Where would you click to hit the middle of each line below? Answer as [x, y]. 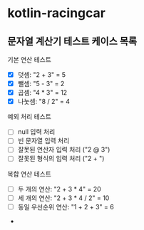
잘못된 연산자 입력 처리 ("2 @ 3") [64, 150]
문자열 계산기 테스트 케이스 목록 [72, 41]
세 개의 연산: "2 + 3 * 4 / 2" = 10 [63, 198]
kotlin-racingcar [56, 13]
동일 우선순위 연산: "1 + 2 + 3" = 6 [66, 207]
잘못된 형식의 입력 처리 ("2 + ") [61, 159]
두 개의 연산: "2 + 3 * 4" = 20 [59, 189]
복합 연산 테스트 [30, 174]
